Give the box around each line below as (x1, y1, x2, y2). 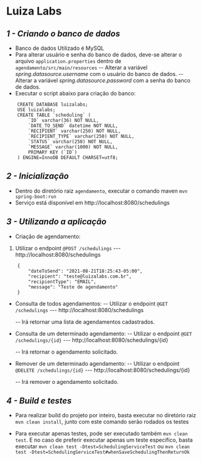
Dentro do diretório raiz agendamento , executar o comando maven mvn (15, 187, 187, 194)
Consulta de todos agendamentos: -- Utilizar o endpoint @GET (15, 299, 169, 307)
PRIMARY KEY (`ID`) (28, 149, 78, 155)
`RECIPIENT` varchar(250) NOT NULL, (28, 128, 121, 134)
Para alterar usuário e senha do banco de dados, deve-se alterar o (15, 51, 183, 58)
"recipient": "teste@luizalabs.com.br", (28, 273, 132, 279)
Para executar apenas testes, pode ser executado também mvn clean (15, 430, 188, 437)
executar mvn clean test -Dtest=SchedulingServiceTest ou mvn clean (15, 443, 190, 450)
